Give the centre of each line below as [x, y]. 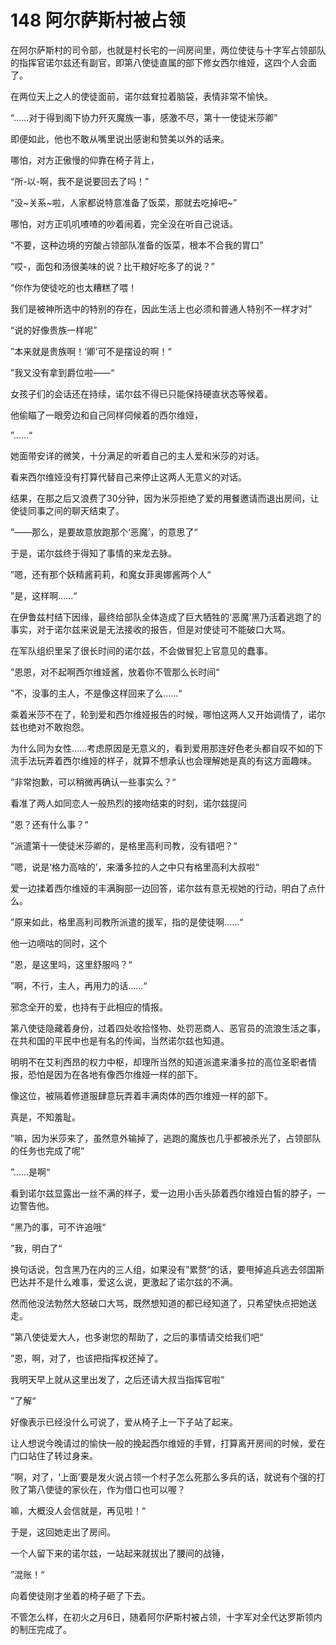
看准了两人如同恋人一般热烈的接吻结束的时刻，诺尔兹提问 [128, 803]
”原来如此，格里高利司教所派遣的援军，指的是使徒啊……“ [127, 922]
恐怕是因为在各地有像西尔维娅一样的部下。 [115, 1074]
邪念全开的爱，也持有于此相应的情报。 [89, 1007]
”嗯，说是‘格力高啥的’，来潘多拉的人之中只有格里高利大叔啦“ [135, 867]
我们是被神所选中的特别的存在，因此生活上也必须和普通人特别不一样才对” [161, 308]
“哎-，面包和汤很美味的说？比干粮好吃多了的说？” [112, 266]
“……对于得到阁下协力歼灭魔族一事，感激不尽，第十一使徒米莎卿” [144, 117]
